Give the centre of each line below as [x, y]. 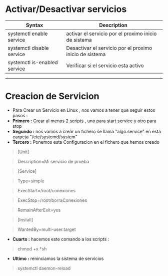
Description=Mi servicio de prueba [53, 161]
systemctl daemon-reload [44, 268]
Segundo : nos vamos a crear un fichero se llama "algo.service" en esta [86, 131]
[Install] [25, 219]
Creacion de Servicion [52, 96]
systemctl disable [28, 48]
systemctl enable [28, 34]
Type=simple [31, 181]
